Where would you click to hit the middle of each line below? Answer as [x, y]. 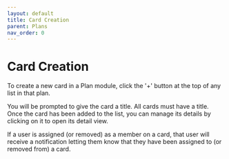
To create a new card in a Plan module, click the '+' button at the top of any [114, 86]
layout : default [30, 13]
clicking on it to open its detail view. [58, 121]
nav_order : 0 [26, 33]
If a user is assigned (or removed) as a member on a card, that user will [109, 134]
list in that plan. [29, 93]
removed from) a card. [39, 149]
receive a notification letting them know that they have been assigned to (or [114, 142]
